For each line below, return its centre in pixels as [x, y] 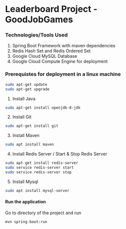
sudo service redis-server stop [38, 172]
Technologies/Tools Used [37, 35]
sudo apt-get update [26, 84]
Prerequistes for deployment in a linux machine [63, 74]
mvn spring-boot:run [26, 222]
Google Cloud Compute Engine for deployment [60, 61]
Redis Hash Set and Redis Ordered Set [51, 51]
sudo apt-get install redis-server [42, 163]
